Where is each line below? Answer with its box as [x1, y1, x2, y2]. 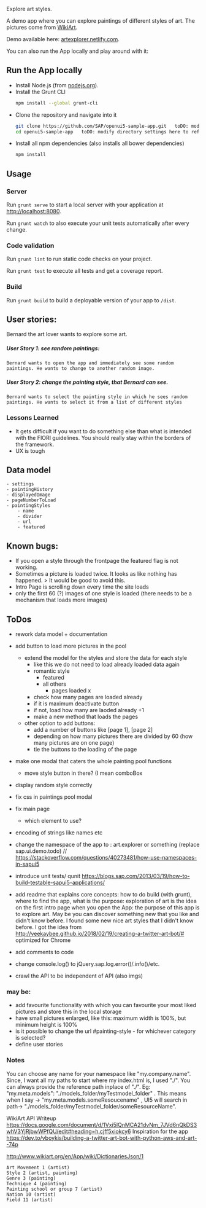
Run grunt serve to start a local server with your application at [6, 201, 164, 208]
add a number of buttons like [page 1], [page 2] [33, 726, 153, 734]
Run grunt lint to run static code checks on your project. [6, 255, 153, 263]
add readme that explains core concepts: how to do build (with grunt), [15, 891, 192, 898]
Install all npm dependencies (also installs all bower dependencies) [15, 139, 185, 147]
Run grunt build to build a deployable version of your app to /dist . [6, 296, 177, 304]
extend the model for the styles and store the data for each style [24, 654, 188, 662]
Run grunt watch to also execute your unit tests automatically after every [6, 219, 189, 227]
